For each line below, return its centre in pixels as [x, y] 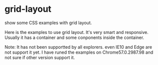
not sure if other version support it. [40, 57]
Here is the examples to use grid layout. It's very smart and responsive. [77, 32]
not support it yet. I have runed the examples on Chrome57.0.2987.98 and [79, 52]
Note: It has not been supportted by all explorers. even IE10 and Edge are [79, 47]
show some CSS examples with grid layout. [48, 23]
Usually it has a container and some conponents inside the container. [74, 37]
